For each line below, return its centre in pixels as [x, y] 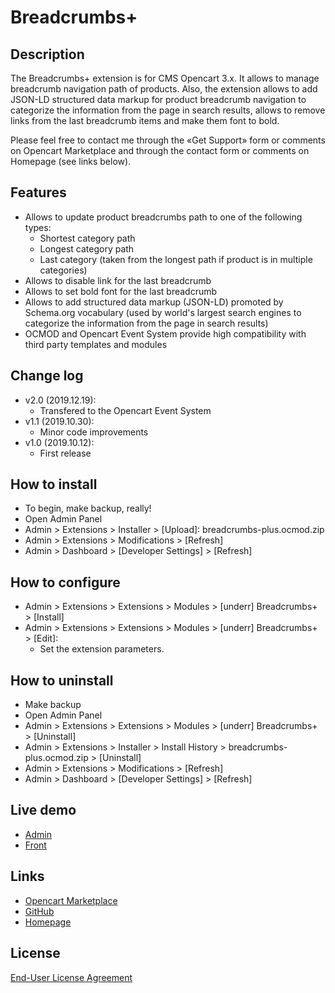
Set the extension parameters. [102, 649]
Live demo [43, 810]
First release [65, 453]
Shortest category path [87, 238]
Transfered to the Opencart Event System [125, 410]
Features [38, 192]
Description [47, 54]
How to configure [65, 582]
